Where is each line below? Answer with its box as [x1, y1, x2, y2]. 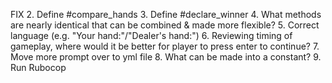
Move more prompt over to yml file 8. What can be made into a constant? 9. [10, 51, 322, 63]
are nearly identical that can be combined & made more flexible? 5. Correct [10, 19, 320, 31]
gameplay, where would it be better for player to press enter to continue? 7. [10, 40, 320, 52]
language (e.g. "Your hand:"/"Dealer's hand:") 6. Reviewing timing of [10, 30, 293, 41]
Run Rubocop [10, 62, 67, 73]
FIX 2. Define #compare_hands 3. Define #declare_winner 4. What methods [10, 9, 322, 20]
